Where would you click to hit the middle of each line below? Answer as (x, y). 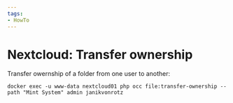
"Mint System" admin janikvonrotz (73, 93)
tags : (15, 14)
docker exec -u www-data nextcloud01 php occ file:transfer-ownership (112, 87)
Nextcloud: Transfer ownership (100, 55)
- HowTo (19, 20)
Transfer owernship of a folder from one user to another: (89, 74)
